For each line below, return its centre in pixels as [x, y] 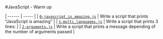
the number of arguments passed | [40, 32]
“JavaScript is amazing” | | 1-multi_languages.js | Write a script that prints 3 [82, 21]
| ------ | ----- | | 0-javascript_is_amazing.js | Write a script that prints [77, 16]
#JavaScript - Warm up [28, 7]
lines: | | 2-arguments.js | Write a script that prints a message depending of [80, 26]
